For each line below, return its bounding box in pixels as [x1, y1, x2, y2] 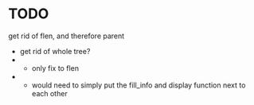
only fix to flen [31, 63, 80, 72]
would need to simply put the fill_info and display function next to [31, 80, 246, 90]
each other [31, 88, 68, 98]
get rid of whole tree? [19, 46, 91, 56]
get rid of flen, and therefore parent [8, 31, 125, 41]
